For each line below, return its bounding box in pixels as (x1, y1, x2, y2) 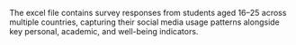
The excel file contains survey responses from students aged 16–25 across (9, 8, 287, 18)
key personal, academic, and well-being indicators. (9, 26, 199, 36)
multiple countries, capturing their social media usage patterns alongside (9, 17, 281, 27)
